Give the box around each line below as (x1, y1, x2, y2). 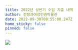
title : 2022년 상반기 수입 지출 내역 (5, 7, 73, 12)
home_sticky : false (5, 21, 46, 26)
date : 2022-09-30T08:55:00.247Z (5, 16, 72, 21)
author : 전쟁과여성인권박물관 (5, 12, 57, 17)
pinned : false (5, 26, 35, 31)
